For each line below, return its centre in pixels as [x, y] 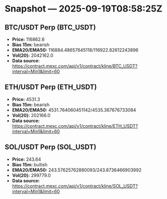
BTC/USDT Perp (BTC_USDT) [50, 27]
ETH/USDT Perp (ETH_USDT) [51, 87]
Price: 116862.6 [28, 39]
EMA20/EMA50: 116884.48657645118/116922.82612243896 [75, 50]
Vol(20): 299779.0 [31, 175]
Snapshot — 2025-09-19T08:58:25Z [83, 9]
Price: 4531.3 [26, 99]
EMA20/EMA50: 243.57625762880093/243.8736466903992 [77, 170]
